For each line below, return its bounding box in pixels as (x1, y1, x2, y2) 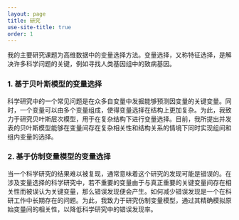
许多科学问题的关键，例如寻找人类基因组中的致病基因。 (13, 60, 176, 68)
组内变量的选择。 (7, 132, 58, 141)
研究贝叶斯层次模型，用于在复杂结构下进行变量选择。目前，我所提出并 (19, 115, 225, 123)
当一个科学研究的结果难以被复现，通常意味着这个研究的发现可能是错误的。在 (7, 169, 232, 178)
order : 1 (7, 30, 33, 38)
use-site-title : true (7, 23, 72, 31)
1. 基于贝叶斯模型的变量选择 (7, 79, 102, 89)
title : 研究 (7, 17, 41, 24)
